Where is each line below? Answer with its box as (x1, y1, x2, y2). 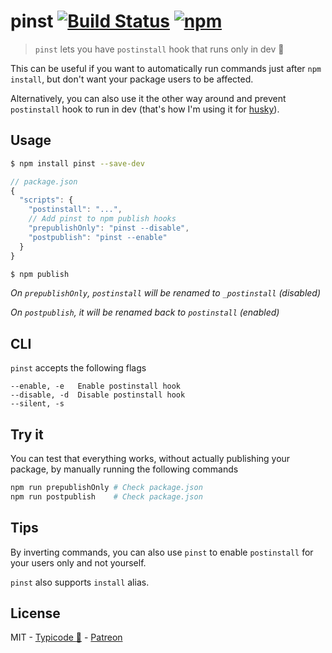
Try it (10, 426, 44, 443)
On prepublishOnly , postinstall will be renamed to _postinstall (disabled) (10, 287, 322, 299)
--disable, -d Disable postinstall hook (10, 390, 186, 400)
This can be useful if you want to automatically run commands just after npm (10, 62, 322, 74)
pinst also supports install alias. (10, 576, 150, 588)
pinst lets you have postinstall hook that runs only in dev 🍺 (34, 43, 285, 55)
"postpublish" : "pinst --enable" (28, 232, 168, 242)
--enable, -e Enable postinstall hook (10, 381, 182, 392)
